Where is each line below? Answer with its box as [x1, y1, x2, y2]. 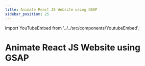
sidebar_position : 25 [5, 12, 49, 16]
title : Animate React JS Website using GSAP [5, 7, 97, 12]
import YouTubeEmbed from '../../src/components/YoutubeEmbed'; [5, 25, 140, 31]
